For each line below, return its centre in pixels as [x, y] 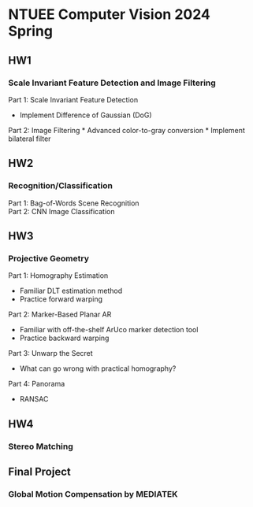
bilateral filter [30, 139]
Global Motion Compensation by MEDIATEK [93, 494]
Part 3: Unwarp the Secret [50, 353]
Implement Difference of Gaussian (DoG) [86, 115]
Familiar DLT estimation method [71, 291]
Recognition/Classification [60, 186]
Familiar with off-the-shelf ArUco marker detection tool [109, 330]
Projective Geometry [48, 258]
